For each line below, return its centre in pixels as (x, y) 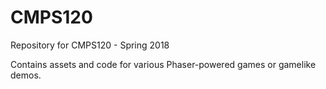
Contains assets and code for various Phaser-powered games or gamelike (163, 64)
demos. (26, 75)
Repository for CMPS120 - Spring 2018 (90, 45)
